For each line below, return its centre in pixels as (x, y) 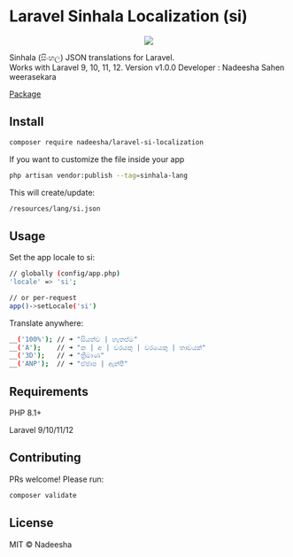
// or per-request (43, 298)
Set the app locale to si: (52, 258)
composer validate (43, 495)
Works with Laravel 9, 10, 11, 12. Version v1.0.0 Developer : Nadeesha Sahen (147, 67)
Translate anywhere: (46, 323)
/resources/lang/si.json (55, 209)
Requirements (49, 391)
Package (25, 94)
